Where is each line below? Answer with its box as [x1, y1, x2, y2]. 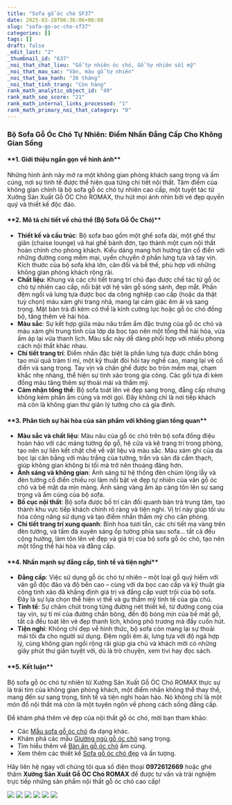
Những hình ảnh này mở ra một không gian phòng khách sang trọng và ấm [7, 170, 220, 179]
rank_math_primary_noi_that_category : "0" [7, 107, 132, 114]
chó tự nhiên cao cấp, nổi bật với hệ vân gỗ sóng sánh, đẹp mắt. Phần [17, 283, 217, 291]
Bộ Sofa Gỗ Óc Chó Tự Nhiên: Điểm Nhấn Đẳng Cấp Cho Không [7, 129, 223, 139]
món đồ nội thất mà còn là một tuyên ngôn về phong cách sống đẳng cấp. [7, 700, 218, 708]
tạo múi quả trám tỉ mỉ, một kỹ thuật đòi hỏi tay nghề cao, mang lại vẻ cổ [17, 356, 224, 365]
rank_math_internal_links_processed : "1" [7, 100, 129, 107]
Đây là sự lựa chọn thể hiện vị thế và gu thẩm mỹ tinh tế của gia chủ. [17, 595, 213, 604]
